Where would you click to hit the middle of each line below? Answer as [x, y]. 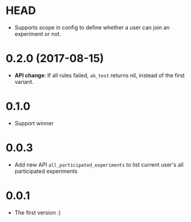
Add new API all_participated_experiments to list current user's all [99, 164]
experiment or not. [38, 33]
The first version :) [38, 212]
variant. [24, 82]
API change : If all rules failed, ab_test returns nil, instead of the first [99, 75]
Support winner [34, 123]
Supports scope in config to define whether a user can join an [92, 27]
